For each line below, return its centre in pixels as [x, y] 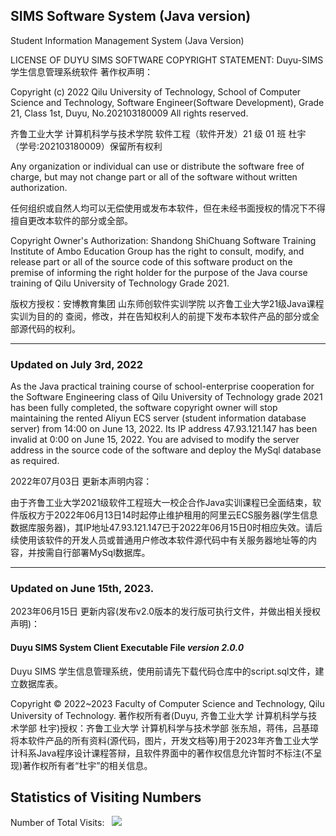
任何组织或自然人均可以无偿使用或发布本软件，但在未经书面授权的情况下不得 [168, 208]
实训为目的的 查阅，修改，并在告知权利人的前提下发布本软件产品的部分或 [160, 316]
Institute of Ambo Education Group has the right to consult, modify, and [157, 251]
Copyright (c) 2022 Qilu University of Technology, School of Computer [156, 91]
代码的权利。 [54, 328]
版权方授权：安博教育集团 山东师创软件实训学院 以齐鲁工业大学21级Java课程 [167, 303]
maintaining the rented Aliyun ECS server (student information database [158, 418]
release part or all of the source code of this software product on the [151, 261]
